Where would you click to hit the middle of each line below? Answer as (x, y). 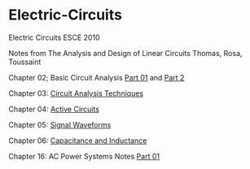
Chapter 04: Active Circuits (54, 109)
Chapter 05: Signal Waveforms (60, 124)
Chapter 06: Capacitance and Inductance (78, 141)
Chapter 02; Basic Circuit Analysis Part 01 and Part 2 (96, 77)
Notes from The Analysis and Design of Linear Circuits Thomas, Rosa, (125, 53)
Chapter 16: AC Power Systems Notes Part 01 (84, 156)
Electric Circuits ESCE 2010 (54, 37)
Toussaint (25, 62)
